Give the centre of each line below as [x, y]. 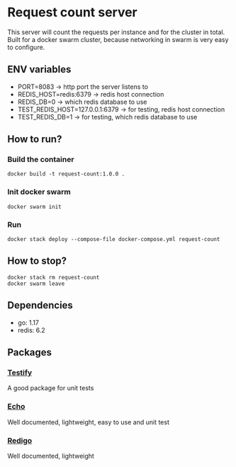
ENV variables [39, 69]
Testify [20, 372]
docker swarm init [34, 207]
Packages [29, 353]
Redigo [20, 440]
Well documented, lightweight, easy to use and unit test [89, 422]
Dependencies [40, 305]
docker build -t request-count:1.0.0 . [66, 174]
